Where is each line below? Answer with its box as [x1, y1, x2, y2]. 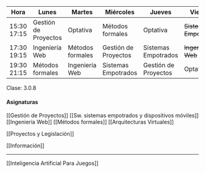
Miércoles [104, 8, 135, 16]
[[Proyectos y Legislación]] [6, 130, 74, 138]
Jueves [149, 8, 172, 16]
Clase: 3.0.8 [6, 84, 37, 91]
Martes [71, 8, 93, 16]
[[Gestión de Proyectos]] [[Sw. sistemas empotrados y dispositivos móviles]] [6, 112, 199, 119]
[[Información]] [6, 142, 45, 149]
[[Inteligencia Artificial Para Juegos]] [6, 160, 99, 167]
